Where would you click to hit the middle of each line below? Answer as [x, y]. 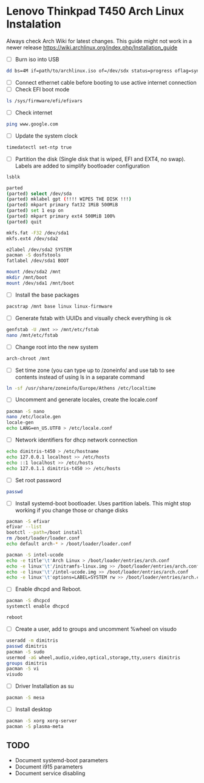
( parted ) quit [24, 222]
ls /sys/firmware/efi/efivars [45, 101]
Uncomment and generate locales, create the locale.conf [86, 399]
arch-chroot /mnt [28, 358]
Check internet [34, 112]
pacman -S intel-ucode [35, 555]
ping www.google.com [32, 124]
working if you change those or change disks [72, 510]
